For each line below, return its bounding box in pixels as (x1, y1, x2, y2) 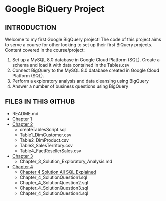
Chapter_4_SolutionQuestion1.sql (19, 174, 87, 180)
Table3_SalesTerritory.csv (19, 142, 73, 148)
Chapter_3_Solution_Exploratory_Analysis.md (19, 158, 112, 164)
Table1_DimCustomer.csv (19, 132, 72, 138)
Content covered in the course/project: (5, 47, 85, 53)
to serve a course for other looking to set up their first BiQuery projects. (5, 42, 153, 48)
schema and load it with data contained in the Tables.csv (12, 62, 130, 68)
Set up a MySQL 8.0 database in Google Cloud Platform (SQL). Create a (12, 57, 160, 63)
